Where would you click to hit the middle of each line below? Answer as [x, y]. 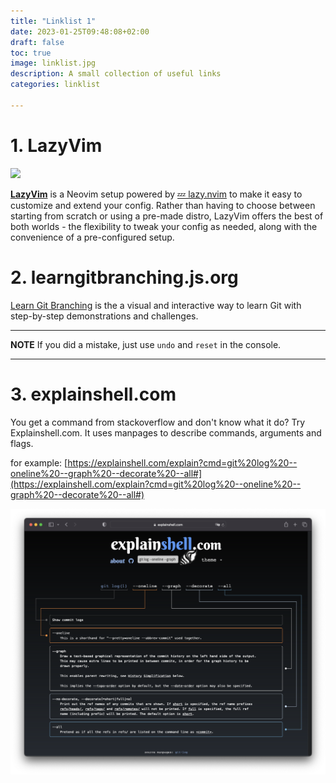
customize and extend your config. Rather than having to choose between [163, 205]
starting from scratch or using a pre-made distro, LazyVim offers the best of [167, 216]
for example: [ [39, 462]
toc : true [31, 53]
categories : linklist [55, 85]
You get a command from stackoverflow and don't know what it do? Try [157, 422]
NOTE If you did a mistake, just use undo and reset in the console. [146, 344]
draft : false [37, 42]
